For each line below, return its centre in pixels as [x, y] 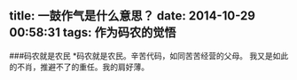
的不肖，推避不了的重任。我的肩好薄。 [79, 67]
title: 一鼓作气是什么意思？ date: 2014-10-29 [132, 16]
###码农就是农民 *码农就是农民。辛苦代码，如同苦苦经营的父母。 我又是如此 [149, 55]
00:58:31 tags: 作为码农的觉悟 [93, 32]
